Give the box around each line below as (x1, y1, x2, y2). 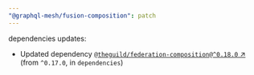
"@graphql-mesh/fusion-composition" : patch (8, 11, 157, 20)
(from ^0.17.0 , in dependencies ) (19, 57, 124, 67)
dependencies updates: (8, 34, 87, 43)
